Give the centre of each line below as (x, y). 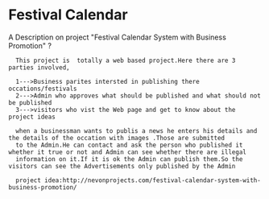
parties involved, (39, 67)
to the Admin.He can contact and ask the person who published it (129, 145)
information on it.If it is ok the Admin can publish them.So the (129, 159)
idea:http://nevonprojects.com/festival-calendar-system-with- (153, 180)
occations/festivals (43, 89)
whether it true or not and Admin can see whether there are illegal (128, 152)
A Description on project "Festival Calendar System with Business (118, 37)
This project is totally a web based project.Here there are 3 (126, 60)
